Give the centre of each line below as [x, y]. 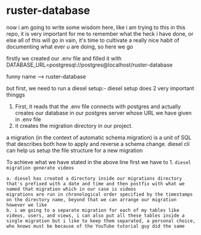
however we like [27, 205]
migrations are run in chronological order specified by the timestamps [100, 194]
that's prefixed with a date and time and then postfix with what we [96, 184]
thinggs [16, 94]
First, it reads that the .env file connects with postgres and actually [98, 106]
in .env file [28, 119]
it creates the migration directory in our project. [74, 125]
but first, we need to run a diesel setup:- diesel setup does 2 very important [100, 88]
